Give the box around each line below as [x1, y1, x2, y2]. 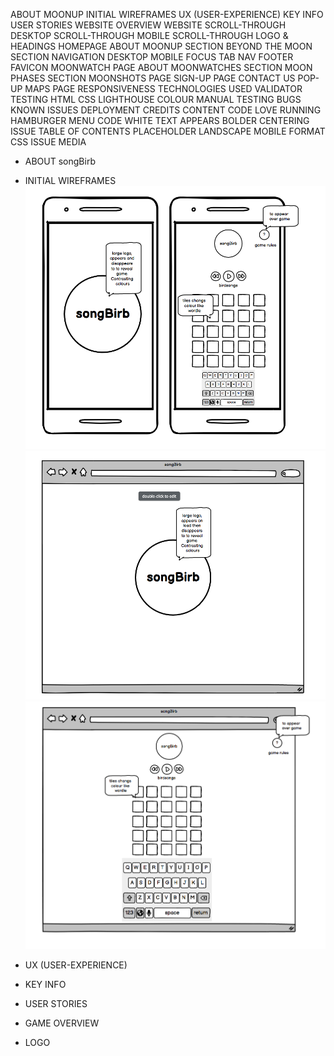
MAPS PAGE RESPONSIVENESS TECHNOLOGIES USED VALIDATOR [24, 83, 303, 94]
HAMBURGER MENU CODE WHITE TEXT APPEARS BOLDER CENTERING [10, 115, 310, 126]
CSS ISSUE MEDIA [10, 136, 87, 148]
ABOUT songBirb [24, 155, 96, 167]
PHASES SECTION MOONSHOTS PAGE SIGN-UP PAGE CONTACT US [10, 72, 296, 84]
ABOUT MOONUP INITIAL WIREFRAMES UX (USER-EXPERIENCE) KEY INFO [10, 9, 324, 20]
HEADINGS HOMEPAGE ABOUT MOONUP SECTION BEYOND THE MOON [10, 40, 313, 52]
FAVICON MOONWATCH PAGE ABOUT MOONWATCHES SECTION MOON [10, 62, 313, 73]
